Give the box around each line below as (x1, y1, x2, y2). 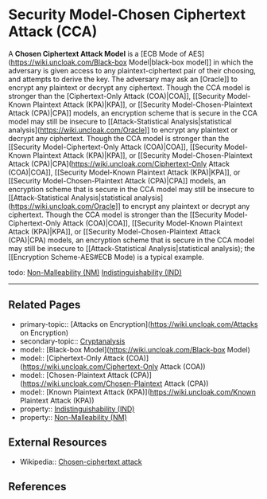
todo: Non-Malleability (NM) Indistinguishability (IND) (8, 267, 183, 277)
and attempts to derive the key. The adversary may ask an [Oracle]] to (8, 74, 238, 84)
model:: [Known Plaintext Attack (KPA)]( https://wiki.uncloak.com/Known (19, 387, 257, 396)
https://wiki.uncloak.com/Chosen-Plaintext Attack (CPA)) (22, 379, 209, 388)
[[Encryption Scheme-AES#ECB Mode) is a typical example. (8, 252, 204, 261)
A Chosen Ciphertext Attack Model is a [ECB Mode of (8, 49, 187, 58)
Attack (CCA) (8, 22, 98, 41)
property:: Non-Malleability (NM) (19, 412, 127, 422)
